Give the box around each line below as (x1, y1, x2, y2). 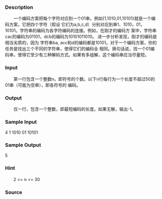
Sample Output (5, 142, 41, 149)
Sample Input (5, 118, 37, 125)
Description (5, 4, 33, 11)
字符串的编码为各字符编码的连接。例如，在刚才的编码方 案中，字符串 (19, 28, 157, 33)
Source (5, 189, 23, 196)
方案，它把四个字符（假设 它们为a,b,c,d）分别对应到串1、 (9, 21, 123, 28)
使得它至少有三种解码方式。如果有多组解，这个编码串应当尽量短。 (17, 52, 149, 58)
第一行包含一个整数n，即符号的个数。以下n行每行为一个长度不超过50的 (13, 76, 155, 82)
